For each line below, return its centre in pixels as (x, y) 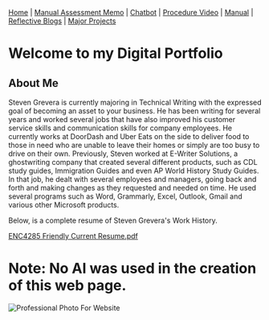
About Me (33, 83)
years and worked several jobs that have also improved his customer (122, 119)
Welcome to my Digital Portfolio (116, 53)
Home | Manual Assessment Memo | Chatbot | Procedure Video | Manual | (131, 12)
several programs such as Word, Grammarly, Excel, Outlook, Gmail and (125, 196)
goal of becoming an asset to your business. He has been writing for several (134, 111)
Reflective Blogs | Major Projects (62, 21)
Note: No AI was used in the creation (132, 269)
